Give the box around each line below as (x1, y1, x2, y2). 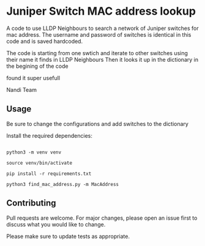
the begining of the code (6, 62, 69, 70)
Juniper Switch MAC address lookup (6, 4, 196, 18)
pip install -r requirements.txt (6, 170, 92, 177)
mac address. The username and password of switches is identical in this (6, 31, 192, 38)
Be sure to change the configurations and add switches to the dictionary (6, 120, 188, 127)
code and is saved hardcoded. (6, 37, 83, 45)
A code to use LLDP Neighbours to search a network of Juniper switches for (6, 24, 199, 32)
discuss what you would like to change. (6, 220, 106, 228)
